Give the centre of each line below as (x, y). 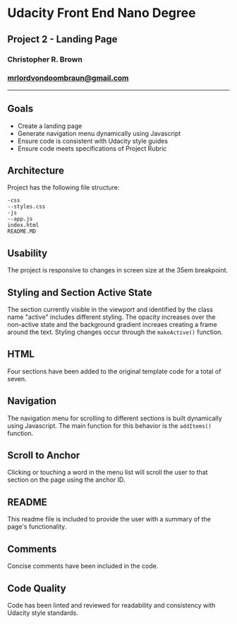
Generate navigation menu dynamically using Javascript (99, 133)
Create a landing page (50, 126)
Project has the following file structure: (63, 187)
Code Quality (37, 588)
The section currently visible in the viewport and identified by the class (110, 310)
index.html (23, 225)
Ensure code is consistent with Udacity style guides (92, 141)
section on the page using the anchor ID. (66, 480)
